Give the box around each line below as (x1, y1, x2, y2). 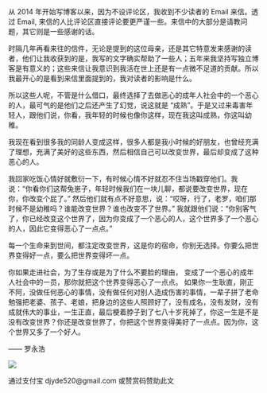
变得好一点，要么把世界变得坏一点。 (14, 251, 133, 260)
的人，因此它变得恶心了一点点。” (8, 224, 113, 233)
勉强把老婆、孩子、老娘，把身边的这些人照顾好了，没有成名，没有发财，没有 (8, 298, 259, 306)
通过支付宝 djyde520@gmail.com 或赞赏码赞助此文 (8, 376, 175, 385)
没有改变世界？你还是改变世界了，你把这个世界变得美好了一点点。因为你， (8, 317, 252, 326)
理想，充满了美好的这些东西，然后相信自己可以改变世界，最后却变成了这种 (14, 147, 259, 157)
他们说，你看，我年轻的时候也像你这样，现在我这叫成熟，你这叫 (35, 111, 245, 119)
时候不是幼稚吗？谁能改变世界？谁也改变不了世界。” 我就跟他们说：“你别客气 (8, 204, 257, 213)
